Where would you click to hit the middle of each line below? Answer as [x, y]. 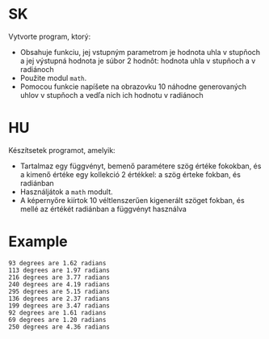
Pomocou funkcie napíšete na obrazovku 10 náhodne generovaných [133, 87]
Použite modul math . [53, 78]
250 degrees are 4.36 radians [59, 327]
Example [38, 242]
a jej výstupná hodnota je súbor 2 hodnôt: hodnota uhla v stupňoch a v [138, 61]
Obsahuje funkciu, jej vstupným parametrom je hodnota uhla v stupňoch [140, 52]
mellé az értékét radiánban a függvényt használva [103, 209]
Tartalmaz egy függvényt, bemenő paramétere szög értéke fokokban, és [141, 166]
